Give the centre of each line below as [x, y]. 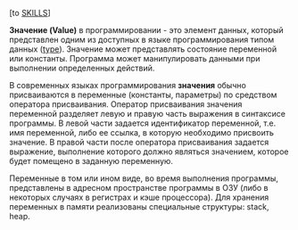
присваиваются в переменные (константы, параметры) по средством [143, 94]
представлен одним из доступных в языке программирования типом [142, 40]
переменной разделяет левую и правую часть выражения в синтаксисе [147, 114]
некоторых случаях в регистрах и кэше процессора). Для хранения [139, 197]
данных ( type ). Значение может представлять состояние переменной [143, 49]
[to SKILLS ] [30, 13]
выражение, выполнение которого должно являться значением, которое [149, 152]
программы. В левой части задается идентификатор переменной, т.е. [143, 123]
